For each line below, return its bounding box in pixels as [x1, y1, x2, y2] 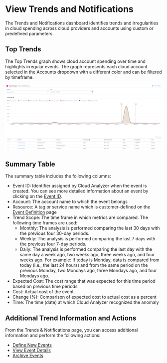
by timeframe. [5, 74, 34, 80]
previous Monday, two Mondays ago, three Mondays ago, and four [19, 268, 157, 274]
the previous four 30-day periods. [19, 230, 90, 236]
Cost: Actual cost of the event [12, 289, 74, 295]
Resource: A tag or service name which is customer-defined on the [12, 204, 151, 210]
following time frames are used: [12, 220, 78, 226]
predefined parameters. [5, 30, 54, 36]
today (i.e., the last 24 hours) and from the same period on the [19, 262, 148, 268]
